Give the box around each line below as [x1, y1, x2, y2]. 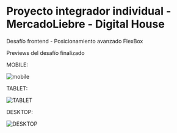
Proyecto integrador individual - [6, 4, 172, 18]
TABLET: [6, 84, 28, 92]
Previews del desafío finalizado [6, 49, 85, 56]
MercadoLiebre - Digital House [6, 17, 165, 31]
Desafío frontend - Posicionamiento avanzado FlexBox [6, 37, 143, 45]
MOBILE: [6, 61, 29, 68]
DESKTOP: [6, 108, 34, 115]
